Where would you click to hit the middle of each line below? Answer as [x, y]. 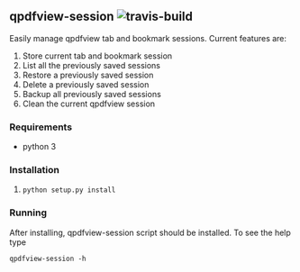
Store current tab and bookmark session [97, 56]
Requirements [41, 127]
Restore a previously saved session [88, 75]
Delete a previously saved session [86, 84]
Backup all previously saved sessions [92, 94]
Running [28, 213]
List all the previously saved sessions [91, 65]
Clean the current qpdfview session [89, 104]
